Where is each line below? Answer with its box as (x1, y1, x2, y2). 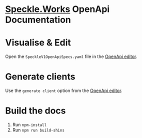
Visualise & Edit (5, 37, 71, 48)
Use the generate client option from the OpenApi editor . (5, 87, 122, 93)
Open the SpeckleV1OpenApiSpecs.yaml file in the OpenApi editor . (5, 53, 137, 59)
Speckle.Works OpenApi (5, 3, 110, 15)
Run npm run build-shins (12, 127, 65, 133)
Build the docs (5, 105, 66, 116)
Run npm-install (12, 121, 47, 127)
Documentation (5, 14, 71, 25)
